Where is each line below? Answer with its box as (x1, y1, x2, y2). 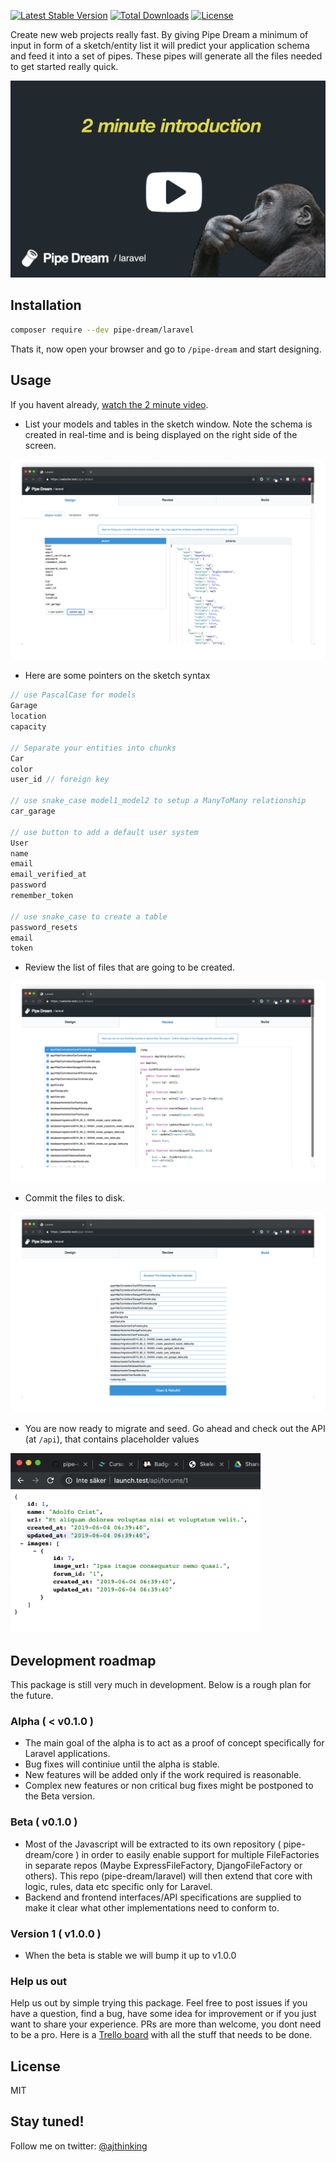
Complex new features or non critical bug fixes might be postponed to (24, 1780, 314, 1792)
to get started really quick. (10, 61, 119, 72)
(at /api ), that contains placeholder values (24, 1433, 200, 1445)
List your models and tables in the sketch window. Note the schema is (24, 418, 313, 430)
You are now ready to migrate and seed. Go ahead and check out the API (24, 1423, 326, 1435)
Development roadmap (10, 1652, 157, 1669)
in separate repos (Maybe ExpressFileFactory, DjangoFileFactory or (24, 1859, 303, 1871)
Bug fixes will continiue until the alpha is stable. (24, 1758, 220, 1770)
